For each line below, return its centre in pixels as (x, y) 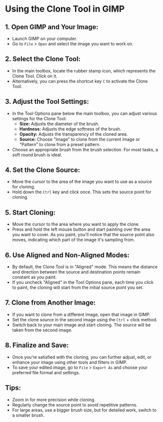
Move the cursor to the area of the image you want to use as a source (82, 182)
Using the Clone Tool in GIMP (65, 9)
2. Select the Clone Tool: (43, 59)
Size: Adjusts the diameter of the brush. (59, 124)
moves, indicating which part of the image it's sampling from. (73, 240)
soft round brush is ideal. (37, 155)
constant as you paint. (34, 277)
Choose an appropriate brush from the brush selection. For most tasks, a (85, 149)
